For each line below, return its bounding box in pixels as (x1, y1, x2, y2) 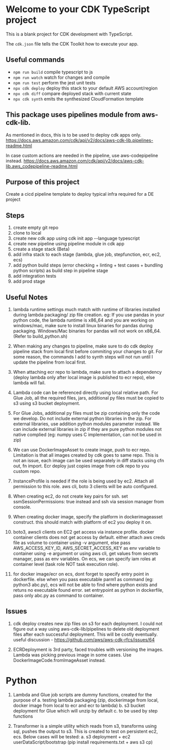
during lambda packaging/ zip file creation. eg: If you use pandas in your (13, 312, 165, 318)
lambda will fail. (13, 380, 46, 385)
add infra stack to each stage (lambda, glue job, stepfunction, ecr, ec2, (13, 251, 161, 257)
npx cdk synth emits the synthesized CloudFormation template (13, 96, 144, 102)
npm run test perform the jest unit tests (13, 79, 96, 85)
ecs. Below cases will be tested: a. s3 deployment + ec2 (13, 733, 131, 739)
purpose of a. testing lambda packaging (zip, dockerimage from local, (13, 697, 159, 703)
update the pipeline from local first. (13, 359, 87, 365)
